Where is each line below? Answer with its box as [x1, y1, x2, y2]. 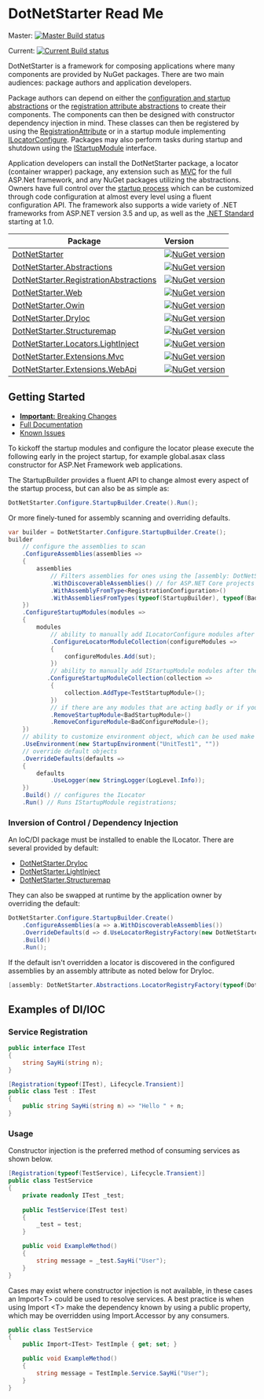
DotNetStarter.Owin [12, 299, 85, 310]
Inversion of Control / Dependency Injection [8, 817, 178, 828]
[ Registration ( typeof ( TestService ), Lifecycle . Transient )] [8, 1170, 206, 1177]
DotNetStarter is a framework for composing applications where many [8, 61, 236, 71]
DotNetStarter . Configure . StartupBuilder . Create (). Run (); [8, 498, 199, 507]
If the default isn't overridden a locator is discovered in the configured [8, 957, 235, 967]
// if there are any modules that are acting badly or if [49, 703, 244, 711]
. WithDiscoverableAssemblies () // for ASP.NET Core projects [49, 579, 255, 587]
